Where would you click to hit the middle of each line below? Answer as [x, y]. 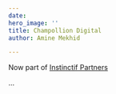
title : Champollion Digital [55, 30]
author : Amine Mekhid [44, 38]
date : [17, 16]
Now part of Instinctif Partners [58, 68]
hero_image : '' [34, 23]
